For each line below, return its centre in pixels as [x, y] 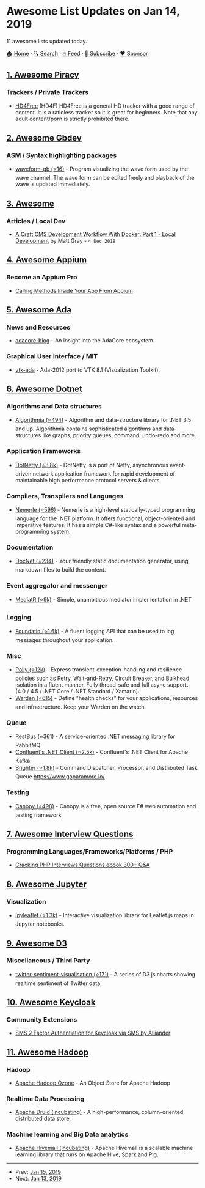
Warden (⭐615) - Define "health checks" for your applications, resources [106, 698]
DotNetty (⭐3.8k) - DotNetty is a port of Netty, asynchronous [92, 465]
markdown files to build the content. [60, 570]
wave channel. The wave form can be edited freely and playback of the [105, 178]
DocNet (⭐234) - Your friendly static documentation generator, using [102, 561]
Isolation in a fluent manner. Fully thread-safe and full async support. [102, 685]
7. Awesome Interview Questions [70, 834]
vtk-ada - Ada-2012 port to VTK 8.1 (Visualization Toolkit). [88, 370]
